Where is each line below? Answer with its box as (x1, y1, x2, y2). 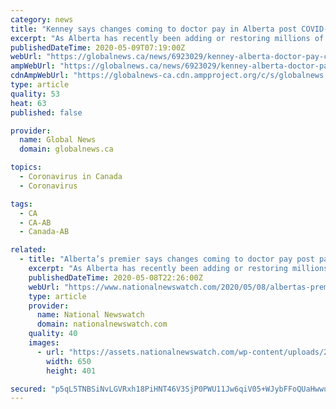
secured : (10, 384, 47, 394)
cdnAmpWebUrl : (10, 71, 70, 81)
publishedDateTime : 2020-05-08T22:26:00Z (28, 272, 203, 283)
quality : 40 (28, 329, 78, 339)
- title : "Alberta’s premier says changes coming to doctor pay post (19, 254, 315, 265)
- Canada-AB (19, 227, 70, 237)
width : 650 (46, 356, 92, 366)
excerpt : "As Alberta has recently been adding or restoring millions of (10, 33, 325, 43)
